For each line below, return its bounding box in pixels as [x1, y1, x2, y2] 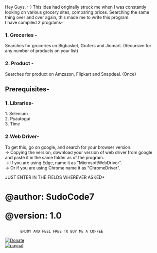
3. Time [5, 121, 20, 127]
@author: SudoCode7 [5, 191, 95, 202]
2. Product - [5, 60, 34, 67]
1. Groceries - [5, 32, 37, 38]
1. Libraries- [5, 100, 34, 106]
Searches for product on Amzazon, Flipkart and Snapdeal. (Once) [5, 71, 136, 77]
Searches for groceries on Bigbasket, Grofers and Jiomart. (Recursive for [5, 43, 152, 49]
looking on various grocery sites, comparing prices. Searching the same [5, 9, 150, 15]
